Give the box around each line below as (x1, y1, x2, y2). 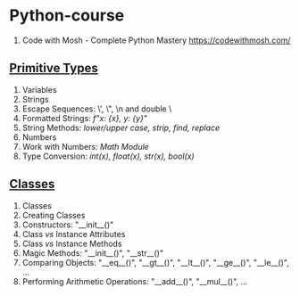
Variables (21, 84, 57, 95)
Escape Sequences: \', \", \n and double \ (21, 103, 172, 114)
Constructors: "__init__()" (21, 219, 114, 230)
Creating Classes (21, 210, 86, 220)
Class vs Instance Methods (21, 238, 122, 249)
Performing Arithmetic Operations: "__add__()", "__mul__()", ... (21, 275, 248, 286)
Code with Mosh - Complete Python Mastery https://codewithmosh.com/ (21, 35, 291, 45)
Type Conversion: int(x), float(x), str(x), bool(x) (21, 151, 195, 161)
